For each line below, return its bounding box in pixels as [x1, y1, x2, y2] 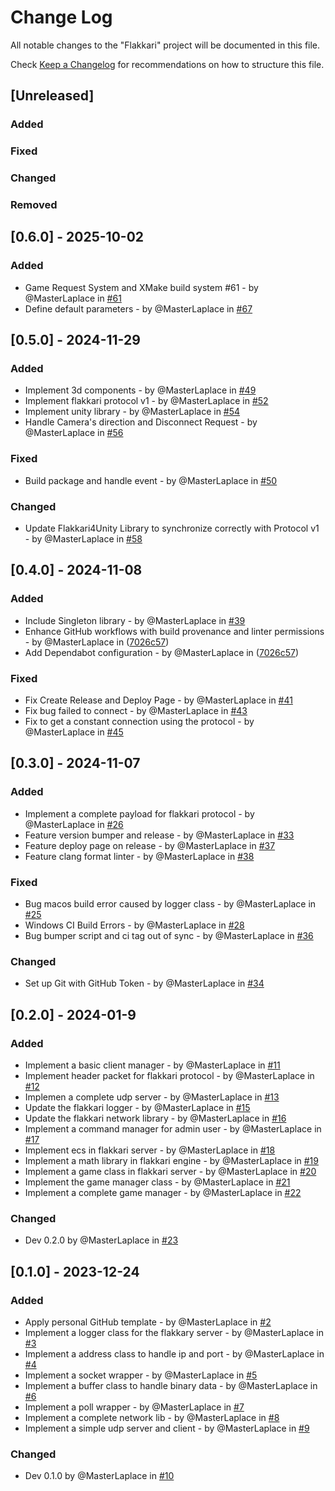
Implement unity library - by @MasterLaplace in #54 [24, 406, 241, 418]
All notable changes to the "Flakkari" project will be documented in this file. [10, 39, 321, 51]
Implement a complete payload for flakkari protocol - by [24, 807, 255, 820]
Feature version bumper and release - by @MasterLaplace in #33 [24, 829, 295, 841]
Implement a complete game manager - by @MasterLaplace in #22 [24, 1186, 302, 1198]
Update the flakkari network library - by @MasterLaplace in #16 [24, 1112, 287, 1124]
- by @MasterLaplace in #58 [24, 532, 143, 545]
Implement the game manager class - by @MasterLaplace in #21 [24, 1176, 291, 1188]
